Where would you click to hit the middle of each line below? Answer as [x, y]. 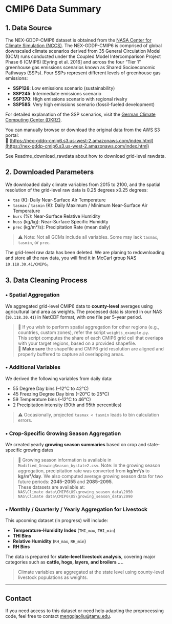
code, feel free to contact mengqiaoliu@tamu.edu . [58, 616]
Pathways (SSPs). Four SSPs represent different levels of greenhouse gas [83, 73]
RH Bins [21, 547]
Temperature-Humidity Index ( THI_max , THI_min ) [64, 530]
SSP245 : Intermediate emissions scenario [57, 93]
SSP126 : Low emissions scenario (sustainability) [64, 88]
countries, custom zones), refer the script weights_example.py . [83, 332]
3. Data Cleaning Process [46, 280]
